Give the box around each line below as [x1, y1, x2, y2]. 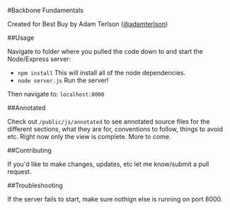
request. [7, 167, 32, 176]
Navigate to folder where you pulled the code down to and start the [7, 48, 204, 55]
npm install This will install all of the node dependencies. [17, 69, 186, 77]
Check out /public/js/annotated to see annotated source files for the [7, 117, 210, 126]
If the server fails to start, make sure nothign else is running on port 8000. [7, 195, 223, 203]
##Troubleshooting [7, 181, 64, 189]
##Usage [7, 33, 35, 42]
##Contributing [7, 146, 52, 155]
